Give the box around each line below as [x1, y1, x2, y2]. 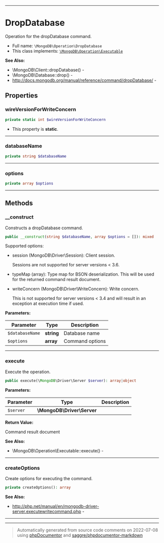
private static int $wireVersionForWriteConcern [5, 117, 106, 122]
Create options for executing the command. [5, 475, 93, 481]
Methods [5, 199, 33, 207]
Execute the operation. [5, 369, 51, 375]
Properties [5, 91, 38, 100]
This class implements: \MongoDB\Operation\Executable [12, 48, 123, 54]
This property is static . [12, 126, 59, 132]
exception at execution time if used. [12, 301, 84, 306]
